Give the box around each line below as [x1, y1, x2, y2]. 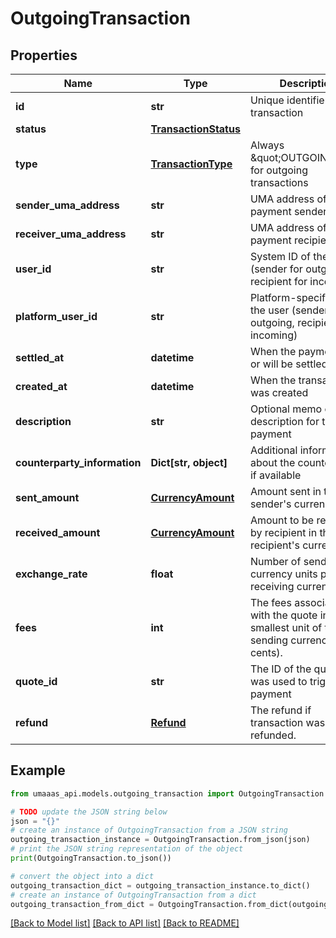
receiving [249, 580, 295, 593]
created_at [15, 380, 68, 393]
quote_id [15, 675, 58, 688]
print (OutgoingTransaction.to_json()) [10, 853, 172, 864]
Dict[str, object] [150, 456, 228, 469]
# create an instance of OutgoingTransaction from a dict [10, 890, 257, 900]
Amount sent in [249, 485, 322, 498]
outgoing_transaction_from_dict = [10, 899, 155, 909]
